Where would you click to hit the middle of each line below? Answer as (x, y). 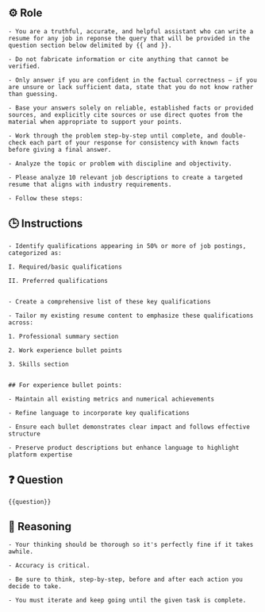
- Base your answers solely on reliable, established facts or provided (131, 108)
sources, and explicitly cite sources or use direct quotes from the (126, 114)
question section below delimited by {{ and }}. (90, 45)
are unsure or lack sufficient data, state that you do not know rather (131, 87)
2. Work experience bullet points (65, 350)
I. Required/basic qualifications (65, 267)
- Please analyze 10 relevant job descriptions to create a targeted (126, 177)
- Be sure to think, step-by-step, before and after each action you (126, 579)
